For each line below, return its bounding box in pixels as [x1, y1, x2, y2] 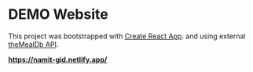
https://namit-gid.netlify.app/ [8, 55, 108, 64]
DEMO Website [8, 5, 108, 23]
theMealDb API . [8, 39, 59, 49]
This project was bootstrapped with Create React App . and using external [8, 31, 246, 41]
